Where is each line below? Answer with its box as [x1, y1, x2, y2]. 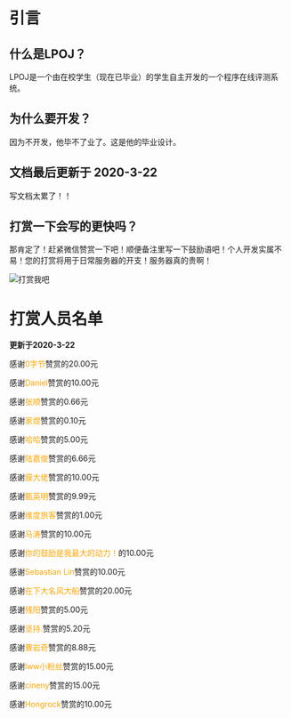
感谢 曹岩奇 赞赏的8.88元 [9, 642, 96, 653]
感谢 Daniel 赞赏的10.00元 [9, 377, 100, 388]
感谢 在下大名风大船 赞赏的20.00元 [9, 585, 133, 596]
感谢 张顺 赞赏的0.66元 [9, 397, 89, 407]
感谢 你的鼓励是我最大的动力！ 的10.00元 [9, 548, 154, 559]
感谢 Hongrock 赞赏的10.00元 [9, 699, 113, 710]
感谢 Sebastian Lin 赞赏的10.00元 [9, 567, 126, 577]
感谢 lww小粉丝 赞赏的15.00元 [9, 661, 114, 672]
